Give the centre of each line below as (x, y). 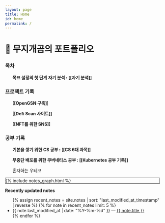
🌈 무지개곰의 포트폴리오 (50, 49)
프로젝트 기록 (20, 92)
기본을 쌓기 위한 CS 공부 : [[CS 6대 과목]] (51, 150)
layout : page (18, 10)
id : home (14, 19)
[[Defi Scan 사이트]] (32, 114)
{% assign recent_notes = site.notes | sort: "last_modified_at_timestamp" (86, 200)
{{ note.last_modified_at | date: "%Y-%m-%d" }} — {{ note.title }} (78, 211)
